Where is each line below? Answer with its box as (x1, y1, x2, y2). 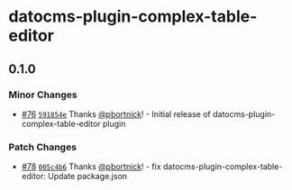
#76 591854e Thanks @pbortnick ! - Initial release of (21, 108, 211, 119)
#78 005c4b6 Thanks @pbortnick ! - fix (21, 161, 161, 172)
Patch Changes (8, 140, 78, 153)
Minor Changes (8, 88, 78, 101)
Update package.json (48, 171, 128, 182)
